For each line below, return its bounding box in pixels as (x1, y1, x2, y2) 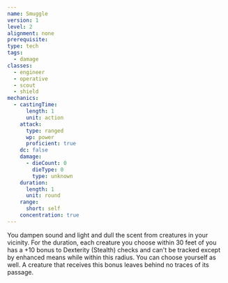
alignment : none (7, 29, 54, 37)
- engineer (13, 68, 45, 75)
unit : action (25, 114, 64, 121)
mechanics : (7, 95, 39, 102)
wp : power (25, 133, 54, 140)
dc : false (20, 147, 49, 154)
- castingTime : (13, 101, 58, 108)
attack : (20, 120, 42, 128)
